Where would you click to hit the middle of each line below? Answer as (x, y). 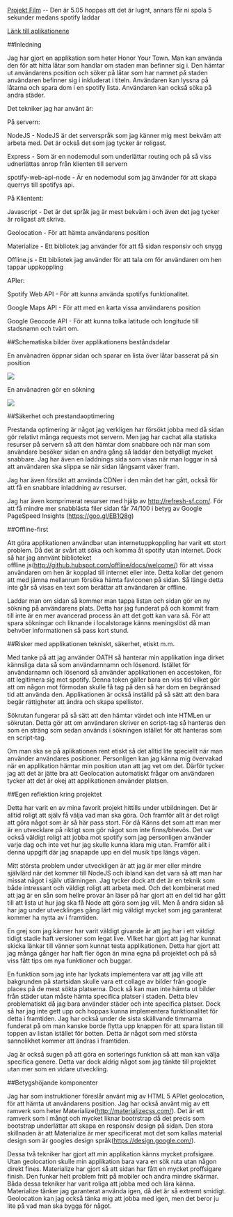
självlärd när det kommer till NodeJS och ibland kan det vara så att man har (115, 873)
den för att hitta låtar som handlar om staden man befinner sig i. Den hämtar (116, 65)
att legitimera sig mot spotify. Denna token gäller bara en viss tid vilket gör (114, 680)
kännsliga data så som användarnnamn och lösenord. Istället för (99, 665)
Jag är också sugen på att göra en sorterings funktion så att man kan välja (114, 1054)
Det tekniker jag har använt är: (50, 108)
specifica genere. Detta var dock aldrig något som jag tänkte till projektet (112, 1062)
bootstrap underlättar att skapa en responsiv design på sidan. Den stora (110, 1126)
